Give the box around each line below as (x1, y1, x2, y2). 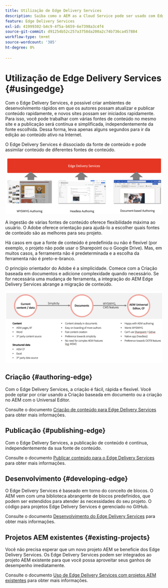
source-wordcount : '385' (5, 40, 57, 45)
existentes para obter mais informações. (5, 577, 88, 583)
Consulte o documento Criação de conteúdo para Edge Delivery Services (5, 406, 156, 412)
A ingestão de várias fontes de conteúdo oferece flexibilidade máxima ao (5, 219, 156, 225)
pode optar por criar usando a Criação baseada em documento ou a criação (5, 391, 162, 397)
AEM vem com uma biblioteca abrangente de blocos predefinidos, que (5, 493, 151, 499)
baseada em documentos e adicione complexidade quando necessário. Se (5, 270, 159, 276)
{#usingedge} (5, 83, 64, 95)
